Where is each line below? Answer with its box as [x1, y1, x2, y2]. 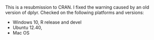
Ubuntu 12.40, [12, 24, 42, 30]
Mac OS [12, 30, 29, 35]
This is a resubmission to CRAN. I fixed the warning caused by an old [5, 4, 149, 10]
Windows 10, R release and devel [12, 19, 82, 25]
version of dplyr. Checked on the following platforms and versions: [5, 9, 144, 15]
